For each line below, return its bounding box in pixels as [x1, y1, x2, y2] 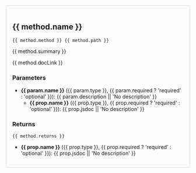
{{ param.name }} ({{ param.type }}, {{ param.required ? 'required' [20, 87, 181, 94]
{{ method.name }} [12, 22, 83, 32]
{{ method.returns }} [12, 133, 65, 139]
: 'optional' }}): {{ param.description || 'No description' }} [20, 93, 157, 101]
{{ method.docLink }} [12, 59, 63, 66]
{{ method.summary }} [12, 47, 66, 54]
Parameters [12, 74, 46, 82]
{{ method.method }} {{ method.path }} [12, 37, 109, 43]
